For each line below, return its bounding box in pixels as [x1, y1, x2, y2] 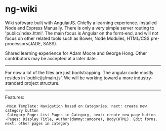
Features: [5, 94, 25, 100]
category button [5, 108, 39, 113]
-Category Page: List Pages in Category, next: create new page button [5, 112, 156, 117]
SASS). [42, 40, 58, 46]
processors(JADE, [5, 40, 42, 46]
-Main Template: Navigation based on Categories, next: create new [5, 103, 147, 109]
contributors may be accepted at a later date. [5, 55, 97, 61]
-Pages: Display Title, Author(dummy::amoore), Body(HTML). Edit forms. [5, 117, 158, 122]
